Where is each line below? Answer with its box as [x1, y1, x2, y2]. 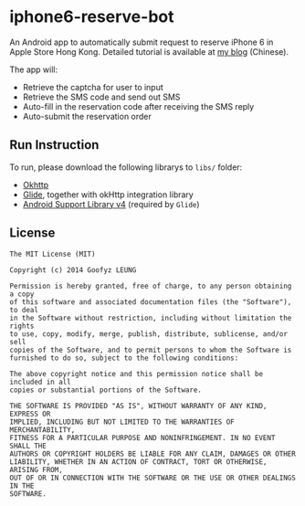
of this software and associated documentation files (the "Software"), [9, 297, 292, 307]
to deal [9, 305, 39, 314]
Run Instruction [9, 137, 100, 153]
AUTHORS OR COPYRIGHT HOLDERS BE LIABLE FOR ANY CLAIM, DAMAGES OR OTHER [9, 449, 297, 459]
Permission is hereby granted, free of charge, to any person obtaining [9, 281, 292, 290]
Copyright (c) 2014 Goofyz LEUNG [9, 265, 137, 275]
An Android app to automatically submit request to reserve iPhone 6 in [9, 37, 274, 47]
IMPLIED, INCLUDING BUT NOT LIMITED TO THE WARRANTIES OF [9, 417, 235, 427]
